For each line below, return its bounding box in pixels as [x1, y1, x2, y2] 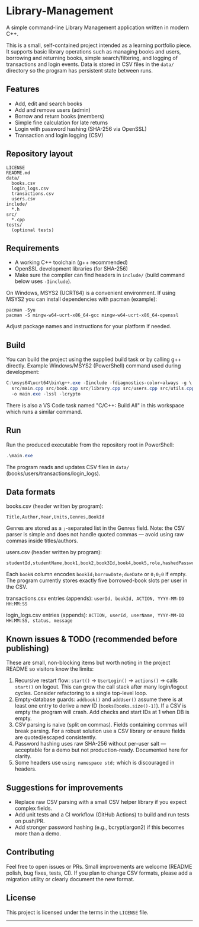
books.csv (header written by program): [6, 502, 104, 510]
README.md [6, 169, 31, 176]
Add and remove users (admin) [14, 106, 91, 114]
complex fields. [14, 805, 52, 812]
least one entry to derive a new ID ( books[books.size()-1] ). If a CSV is [14, 702, 187, 709]
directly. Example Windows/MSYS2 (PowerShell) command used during [6, 362, 181, 369]
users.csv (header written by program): [6, 549, 102, 556]
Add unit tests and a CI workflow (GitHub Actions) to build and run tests [14, 810, 190, 818]
